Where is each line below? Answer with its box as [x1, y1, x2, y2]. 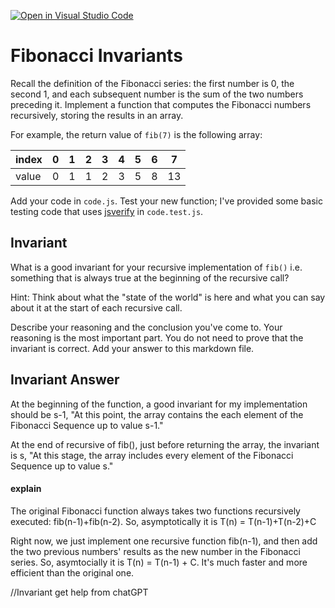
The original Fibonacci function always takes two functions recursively [10, 505, 301, 517]
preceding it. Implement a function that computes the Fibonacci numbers [10, 98, 312, 110]
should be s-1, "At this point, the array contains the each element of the [10, 408, 304, 420]
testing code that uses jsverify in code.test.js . [10, 205, 204, 217]
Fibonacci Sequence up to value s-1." [10, 419, 164, 431]
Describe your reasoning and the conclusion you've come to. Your [10, 321, 283, 333]
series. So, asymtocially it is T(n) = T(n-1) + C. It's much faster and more [10, 556, 308, 568]
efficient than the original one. [10, 566, 135, 579]
